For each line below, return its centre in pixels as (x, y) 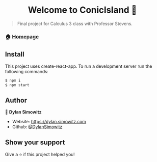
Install (15, 54)
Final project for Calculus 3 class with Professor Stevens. (75, 24)
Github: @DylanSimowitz (37, 127)
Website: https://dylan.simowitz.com (49, 122)
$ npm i (13, 81)
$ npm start (17, 85)
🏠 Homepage (22, 36)
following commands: (27, 71)
